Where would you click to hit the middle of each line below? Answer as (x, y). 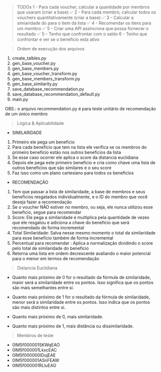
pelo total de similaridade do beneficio (50, 248)
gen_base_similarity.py (35, 84)
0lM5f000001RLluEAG (34, 365)
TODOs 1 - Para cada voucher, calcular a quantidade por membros (83, 7)
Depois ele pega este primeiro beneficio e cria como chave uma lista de (84, 163)
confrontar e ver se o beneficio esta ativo (58, 39)
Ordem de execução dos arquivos (51, 49)
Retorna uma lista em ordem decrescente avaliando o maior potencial (81, 253)
